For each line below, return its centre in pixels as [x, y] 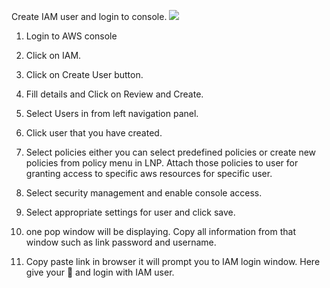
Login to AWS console [71, 36]
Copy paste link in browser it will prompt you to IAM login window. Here [173, 261]
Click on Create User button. [84, 74]
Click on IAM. [53, 55]
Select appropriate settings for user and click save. [130, 212]
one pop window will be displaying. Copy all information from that [161, 231]
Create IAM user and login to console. [89, 16]
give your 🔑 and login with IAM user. [100, 272]
